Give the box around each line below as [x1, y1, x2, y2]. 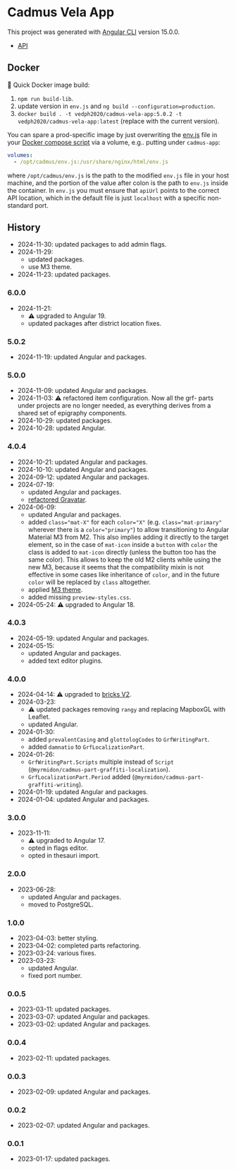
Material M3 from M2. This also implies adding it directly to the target [27, 533, 229, 541]
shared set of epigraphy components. [17, 409, 128, 418]
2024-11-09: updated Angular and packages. [17, 386, 148, 395]
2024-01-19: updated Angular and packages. [17, 788, 148, 796]
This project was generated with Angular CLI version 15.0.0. [7, 28, 180, 36]
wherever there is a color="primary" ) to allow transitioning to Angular [27, 525, 230, 533]
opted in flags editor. [27, 844, 89, 852]
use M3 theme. [27, 263, 73, 271]
